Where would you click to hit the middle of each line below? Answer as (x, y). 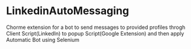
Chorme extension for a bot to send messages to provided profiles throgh (96, 27)
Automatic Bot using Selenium (43, 40)
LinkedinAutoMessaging (68, 11)
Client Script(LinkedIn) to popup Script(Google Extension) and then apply (95, 33)
